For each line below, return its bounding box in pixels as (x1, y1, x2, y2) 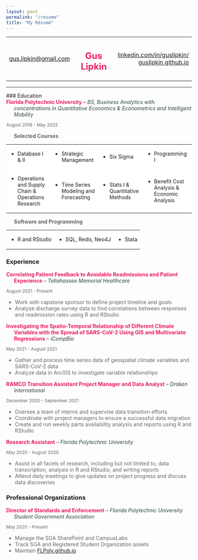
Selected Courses (14, 132, 59, 139)
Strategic (61, 150, 84, 157)
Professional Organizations (6, 493, 86, 502)
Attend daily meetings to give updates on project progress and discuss (14, 472, 187, 479)
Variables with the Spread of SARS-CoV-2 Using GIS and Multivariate (14, 328, 186, 336)
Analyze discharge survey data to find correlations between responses (14, 305, 187, 312)
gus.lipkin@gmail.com (9, 54, 70, 63)
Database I (17, 150, 44, 157)
